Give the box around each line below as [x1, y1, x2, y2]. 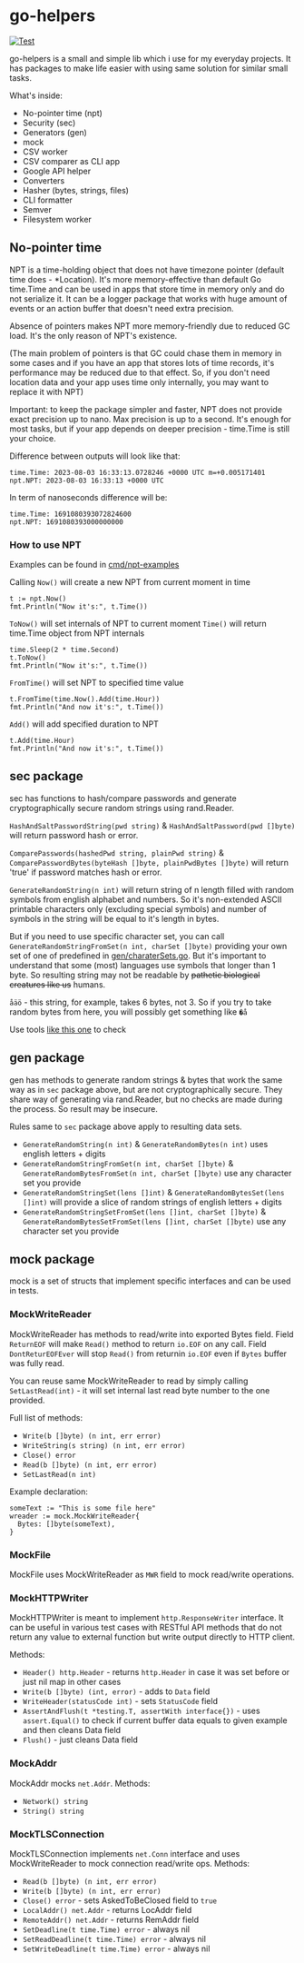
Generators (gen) [22, 126, 88, 137]
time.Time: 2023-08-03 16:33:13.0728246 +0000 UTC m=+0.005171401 [9, 468, 266, 477]
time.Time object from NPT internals [9, 628, 145, 639]
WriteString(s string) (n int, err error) [22, 1441, 186, 1450]
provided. [9, 1394, 45, 1405]
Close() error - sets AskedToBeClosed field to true [22, 1895, 218, 1906]
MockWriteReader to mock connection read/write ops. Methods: [9, 1858, 250, 1869]
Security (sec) [22, 117, 76, 128]
